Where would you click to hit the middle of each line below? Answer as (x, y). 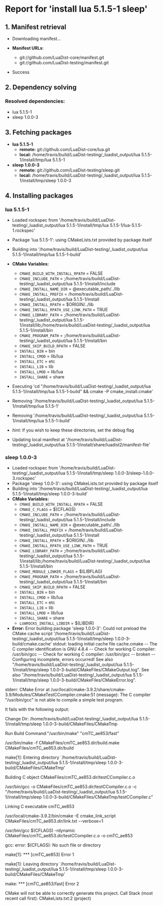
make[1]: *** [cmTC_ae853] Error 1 (40, 855)
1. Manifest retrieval (36, 27)
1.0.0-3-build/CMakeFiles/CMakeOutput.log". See (100, 670)
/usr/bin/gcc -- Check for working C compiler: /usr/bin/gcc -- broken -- (84, 654)
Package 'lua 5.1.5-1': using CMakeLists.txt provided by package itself (82, 240)
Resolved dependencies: (35, 101)
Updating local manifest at (38, 440)
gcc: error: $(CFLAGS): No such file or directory (53, 845)
